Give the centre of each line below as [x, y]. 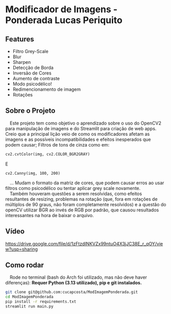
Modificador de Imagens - [62, 9]
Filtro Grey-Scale [30, 51]
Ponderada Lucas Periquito [64, 20]
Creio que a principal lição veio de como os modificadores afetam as [78, 134]
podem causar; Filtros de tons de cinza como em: [57, 144]
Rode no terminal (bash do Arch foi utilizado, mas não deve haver [78, 277]
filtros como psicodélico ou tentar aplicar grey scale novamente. [73, 188]
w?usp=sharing [22, 249]
